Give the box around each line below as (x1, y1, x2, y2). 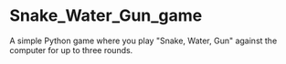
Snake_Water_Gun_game (9, 5, 203, 26)
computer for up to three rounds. (9, 44, 133, 55)
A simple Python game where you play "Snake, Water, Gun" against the (9, 35, 278, 46)
